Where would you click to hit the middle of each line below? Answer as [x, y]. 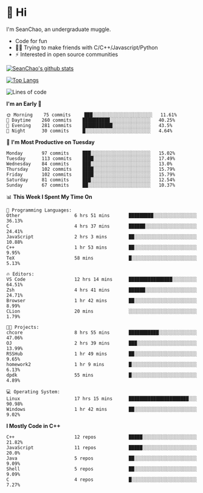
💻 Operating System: [33, 391]
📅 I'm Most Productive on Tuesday [51, 142]
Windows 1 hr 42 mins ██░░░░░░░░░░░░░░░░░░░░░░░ [102, 409]
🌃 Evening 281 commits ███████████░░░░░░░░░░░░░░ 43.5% [89, 125]
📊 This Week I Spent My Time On [49, 196]
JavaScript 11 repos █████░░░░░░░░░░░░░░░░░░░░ [102, 447]
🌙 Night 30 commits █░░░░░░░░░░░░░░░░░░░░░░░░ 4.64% [89, 131]
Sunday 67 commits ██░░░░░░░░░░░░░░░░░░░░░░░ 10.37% [91, 185]
